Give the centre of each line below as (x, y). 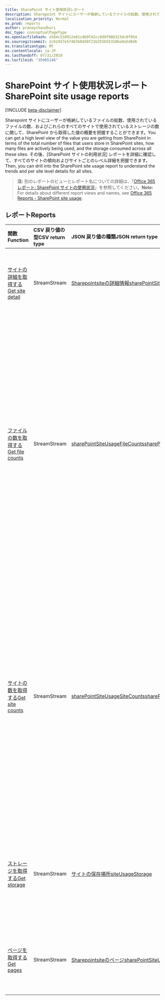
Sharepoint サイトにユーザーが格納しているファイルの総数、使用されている (81, 120)
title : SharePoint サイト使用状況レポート (45, 10)
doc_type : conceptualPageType (36, 32)
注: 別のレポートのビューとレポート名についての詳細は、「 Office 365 (86, 181)
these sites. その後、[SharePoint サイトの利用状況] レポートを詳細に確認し (81, 154)
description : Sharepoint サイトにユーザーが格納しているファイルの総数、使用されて (82, 14)
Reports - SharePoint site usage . (50, 198)
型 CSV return (49, 237)
